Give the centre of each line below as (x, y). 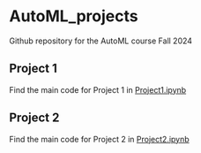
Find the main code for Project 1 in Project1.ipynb (98, 89)
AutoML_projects (74, 16)
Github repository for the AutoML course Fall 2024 (100, 41)
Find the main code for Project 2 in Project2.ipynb (99, 139)
